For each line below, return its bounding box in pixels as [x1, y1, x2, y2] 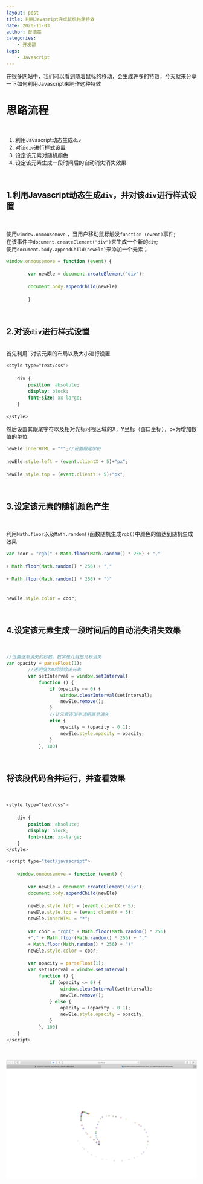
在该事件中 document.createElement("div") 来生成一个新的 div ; [6, 238, 158, 245]
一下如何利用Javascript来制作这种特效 [6, 80, 101, 87]
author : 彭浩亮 [6, 29, 42, 35]
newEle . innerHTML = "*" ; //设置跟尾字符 [6, 446, 101, 452]
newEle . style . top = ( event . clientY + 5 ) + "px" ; [6, 471, 126, 477]
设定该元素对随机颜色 [14, 151, 68, 158]
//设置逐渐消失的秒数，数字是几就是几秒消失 [6, 654, 102, 660]
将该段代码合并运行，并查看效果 [6, 773, 126, 783]
